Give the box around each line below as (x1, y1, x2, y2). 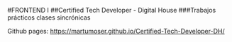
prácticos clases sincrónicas (7, 13, 91, 22)
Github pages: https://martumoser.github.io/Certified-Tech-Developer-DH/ (7, 27, 225, 35)
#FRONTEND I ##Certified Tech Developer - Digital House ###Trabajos (7, 6, 216, 14)
